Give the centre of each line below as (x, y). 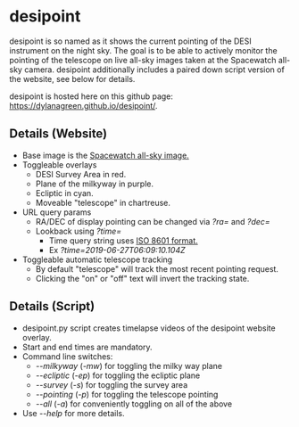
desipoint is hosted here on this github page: (91, 96)
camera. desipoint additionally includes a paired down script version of (154, 70)
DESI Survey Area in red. (81, 174)
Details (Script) (52, 306)
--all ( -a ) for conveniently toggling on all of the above (134, 404)
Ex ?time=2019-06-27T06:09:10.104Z (117, 250)
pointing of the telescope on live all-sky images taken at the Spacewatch (143, 60)
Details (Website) (58, 134)
